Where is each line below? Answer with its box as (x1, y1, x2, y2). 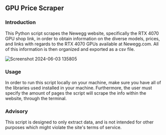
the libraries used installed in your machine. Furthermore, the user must (5, 85, 152, 91)
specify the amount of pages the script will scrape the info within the (5, 90, 147, 96)
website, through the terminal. (5, 95, 67, 101)
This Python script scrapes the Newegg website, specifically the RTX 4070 (5, 30, 159, 36)
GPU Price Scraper (5, 4, 64, 12)
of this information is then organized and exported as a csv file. (5, 46, 135, 52)
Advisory (5, 108, 28, 115)
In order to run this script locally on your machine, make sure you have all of (5, 79, 161, 85)
